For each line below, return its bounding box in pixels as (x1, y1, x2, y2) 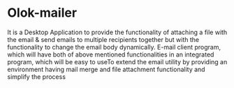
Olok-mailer (7, 5, 78, 21)
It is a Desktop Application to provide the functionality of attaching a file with (7, 28, 228, 36)
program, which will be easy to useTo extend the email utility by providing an (7, 57, 228, 66)
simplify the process (7, 72, 66, 81)
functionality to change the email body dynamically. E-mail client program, (7, 43, 221, 51)
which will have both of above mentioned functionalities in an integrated (7, 50, 214, 59)
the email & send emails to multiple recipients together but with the (7, 35, 200, 43)
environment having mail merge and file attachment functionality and (7, 65, 205, 73)
